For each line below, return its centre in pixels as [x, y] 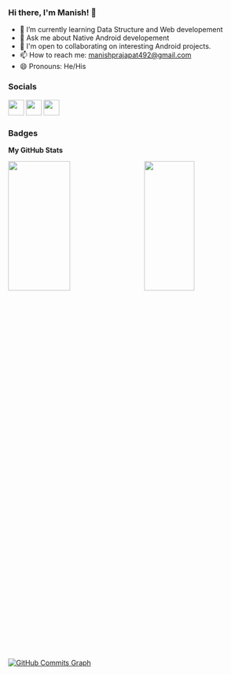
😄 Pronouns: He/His [53, 67]
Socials [22, 87]
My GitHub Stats [36, 150]
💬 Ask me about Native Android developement [94, 38]
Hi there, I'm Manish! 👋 [52, 13]
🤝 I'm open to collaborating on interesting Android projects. [115, 46]
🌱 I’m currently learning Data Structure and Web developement [121, 30]
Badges [23, 133]
